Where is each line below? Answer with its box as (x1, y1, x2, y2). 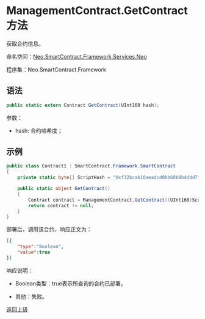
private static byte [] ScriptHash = (17, 175, 111, 181)
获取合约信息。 (6, 40, 44, 47)
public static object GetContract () (17, 186, 111, 192)
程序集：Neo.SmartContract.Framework (6, 65, 107, 73)
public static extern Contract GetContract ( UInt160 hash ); (6, 102, 160, 108)
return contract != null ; (28, 202, 95, 208)
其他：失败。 (15, 293, 48, 300)
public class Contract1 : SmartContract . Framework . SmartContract (6, 163, 176, 169)
